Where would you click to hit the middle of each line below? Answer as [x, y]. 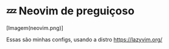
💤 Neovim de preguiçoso [70, 11]
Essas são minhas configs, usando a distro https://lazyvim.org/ [84, 39]
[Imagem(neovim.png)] [35, 27]
